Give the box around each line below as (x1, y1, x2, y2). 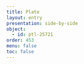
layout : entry (6, 15, 43, 21)
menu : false (6, 43, 37, 49)
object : (6, 26, 26, 32)
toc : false (6, 49, 34, 55)
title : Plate (6, 9, 40, 15)
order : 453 (6, 37, 34, 43)
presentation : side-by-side (6, 20, 78, 26)
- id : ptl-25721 (12, 32, 53, 38)
